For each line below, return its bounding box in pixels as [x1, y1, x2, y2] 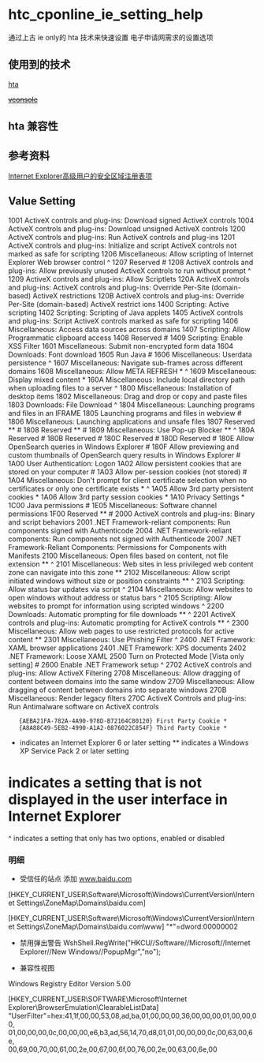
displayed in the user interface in [8, 791, 229, 808]
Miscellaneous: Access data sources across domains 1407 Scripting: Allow [8, 324, 251, 334]
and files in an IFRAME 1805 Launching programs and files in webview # [8, 408, 242, 417]
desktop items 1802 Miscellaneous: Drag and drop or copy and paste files [8, 391, 247, 401]
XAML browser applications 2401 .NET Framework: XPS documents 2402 [8, 643, 247, 653]
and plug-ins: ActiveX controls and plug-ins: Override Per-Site [8, 282, 210, 292]
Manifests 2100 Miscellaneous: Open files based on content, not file [8, 551, 229, 560]
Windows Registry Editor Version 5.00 [8, 979, 132, 988]
